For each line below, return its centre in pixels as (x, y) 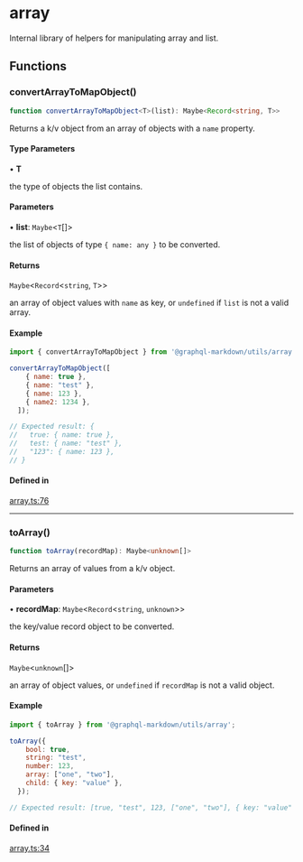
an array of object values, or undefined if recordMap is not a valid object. (142, 685)
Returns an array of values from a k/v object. (92, 569)
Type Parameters (42, 149)
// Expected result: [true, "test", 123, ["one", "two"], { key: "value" (151, 807)
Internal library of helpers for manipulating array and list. (114, 38)
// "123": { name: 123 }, (62, 452)
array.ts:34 (30, 848)
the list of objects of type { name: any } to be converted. (115, 244)
